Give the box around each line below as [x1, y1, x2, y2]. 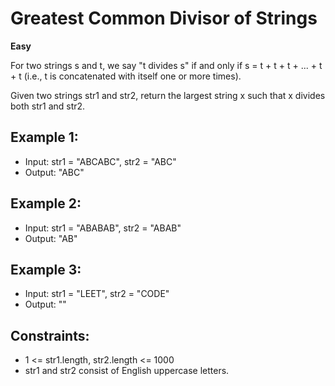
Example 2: [10, 195, 82, 212]
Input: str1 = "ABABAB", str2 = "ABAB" [24, 222, 182, 234]
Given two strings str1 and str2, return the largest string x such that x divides [10, 89, 326, 101]
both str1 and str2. [10, 100, 86, 112]
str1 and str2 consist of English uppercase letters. [24, 365, 230, 377]
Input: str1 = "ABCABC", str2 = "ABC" [24, 155, 177, 167]
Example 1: [10, 129, 79, 146]
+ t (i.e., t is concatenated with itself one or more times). [10, 70, 242, 82]
